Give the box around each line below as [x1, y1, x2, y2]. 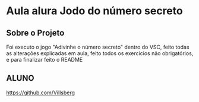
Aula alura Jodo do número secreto [6, 4, 183, 18]
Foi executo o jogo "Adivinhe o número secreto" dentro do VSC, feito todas [6, 43, 189, 50]
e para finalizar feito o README [6, 56, 83, 63]
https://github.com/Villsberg [6, 89, 75, 96]
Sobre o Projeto [6, 28, 65, 38]
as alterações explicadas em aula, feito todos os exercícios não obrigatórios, [6, 50, 194, 57]
